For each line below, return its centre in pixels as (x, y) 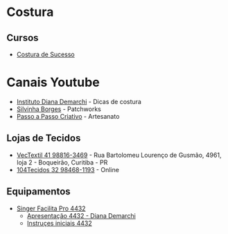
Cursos (23, 38)
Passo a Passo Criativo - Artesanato (68, 116)
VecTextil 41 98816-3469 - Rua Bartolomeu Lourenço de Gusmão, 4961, (119, 155)
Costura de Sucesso (46, 54)
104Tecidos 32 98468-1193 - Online (68, 169)
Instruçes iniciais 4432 (59, 223)
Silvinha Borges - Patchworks (59, 109)
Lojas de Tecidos (44, 139)
